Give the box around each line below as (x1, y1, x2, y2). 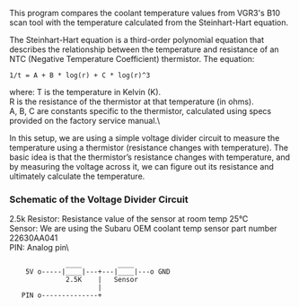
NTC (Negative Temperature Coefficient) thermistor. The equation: (9, 54, 255, 64)
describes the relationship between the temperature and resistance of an (9, 44, 280, 55)
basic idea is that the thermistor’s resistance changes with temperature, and (9, 152, 290, 162)
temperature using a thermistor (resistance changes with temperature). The (9, 143, 289, 153)
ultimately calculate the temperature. (9, 171, 145, 181)
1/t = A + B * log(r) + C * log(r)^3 (9, 71, 151, 80)
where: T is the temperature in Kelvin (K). (9, 87, 162, 97)
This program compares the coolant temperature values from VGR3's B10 (9, 8, 281, 18)
